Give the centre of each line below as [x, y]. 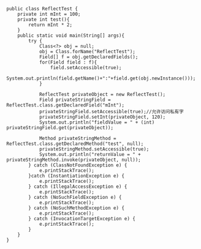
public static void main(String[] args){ [71, 35]
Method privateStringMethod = [78, 138]
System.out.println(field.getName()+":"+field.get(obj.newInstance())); [101, 78]
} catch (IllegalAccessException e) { [78, 187]
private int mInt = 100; [49, 14]
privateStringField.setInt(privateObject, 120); [102, 117]
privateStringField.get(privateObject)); [60, 128]
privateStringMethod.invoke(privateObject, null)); [74, 160]
